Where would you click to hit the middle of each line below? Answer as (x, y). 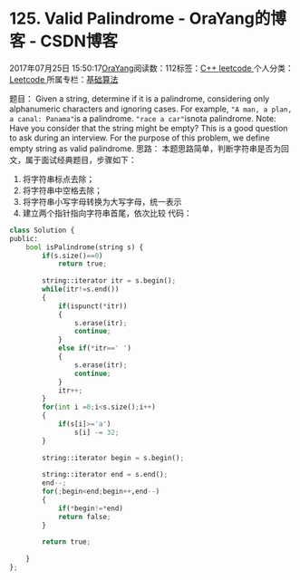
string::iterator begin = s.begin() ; (113, 458)
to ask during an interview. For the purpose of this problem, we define (140, 138)
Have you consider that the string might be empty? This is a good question (149, 128)
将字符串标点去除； (58, 179)
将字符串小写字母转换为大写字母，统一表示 (102, 201)
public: (24, 238)
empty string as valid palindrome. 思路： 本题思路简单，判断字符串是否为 (145, 148)
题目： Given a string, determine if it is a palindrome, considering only (140, 98)
